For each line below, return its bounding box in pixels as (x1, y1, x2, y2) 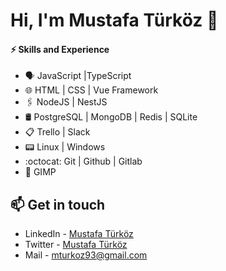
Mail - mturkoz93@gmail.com (24, 249, 148, 261)
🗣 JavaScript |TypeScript (24, 70, 132, 82)
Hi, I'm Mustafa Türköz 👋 (10, 9, 219, 32)
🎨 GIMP (24, 166, 57, 178)
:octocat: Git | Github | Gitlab (24, 155, 143, 168)
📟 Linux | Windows (24, 141, 106, 153)
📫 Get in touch (10, 196, 106, 213)
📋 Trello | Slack (24, 126, 91, 138)
